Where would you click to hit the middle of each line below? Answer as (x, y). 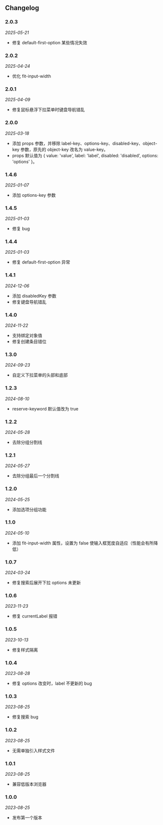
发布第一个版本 (27, 818)
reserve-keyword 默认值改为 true (45, 409)
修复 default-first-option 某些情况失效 (50, 42)
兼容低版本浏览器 (29, 784)
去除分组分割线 (27, 442)
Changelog (22, 8)
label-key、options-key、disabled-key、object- (109, 143)
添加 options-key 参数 (34, 195)
